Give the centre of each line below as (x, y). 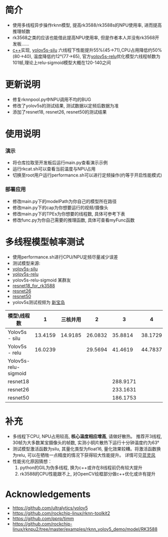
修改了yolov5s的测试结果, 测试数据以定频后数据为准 (65, 105)
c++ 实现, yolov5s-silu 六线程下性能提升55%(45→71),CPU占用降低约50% (87, 50)
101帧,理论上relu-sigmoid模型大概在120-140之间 (61, 62)
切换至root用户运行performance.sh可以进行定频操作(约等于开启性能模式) (87, 175)
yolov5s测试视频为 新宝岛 (38, 302)
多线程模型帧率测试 (45, 242)
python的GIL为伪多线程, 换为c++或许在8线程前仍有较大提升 (81, 467)
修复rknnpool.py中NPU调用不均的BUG (52, 99)
